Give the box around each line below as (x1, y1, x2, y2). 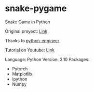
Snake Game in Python (5, 19, 51, 25)
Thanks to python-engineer (5, 37, 59, 44)
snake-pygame (5, 3, 67, 14)
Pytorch (12, 66, 28, 72)
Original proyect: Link (5, 28, 48, 34)
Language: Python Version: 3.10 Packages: (5, 56, 90, 62)
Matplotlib (12, 71, 32, 77)
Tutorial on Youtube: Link (5, 47, 54, 53)
